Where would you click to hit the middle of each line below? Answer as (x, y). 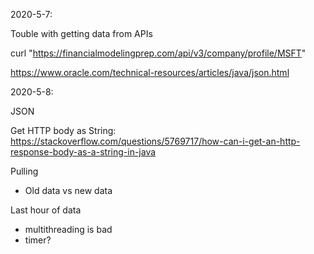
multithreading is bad (68, 229)
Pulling (24, 171)
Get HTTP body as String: (63, 130)
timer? (38, 240)
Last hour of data (46, 210)
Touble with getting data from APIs (81, 33)
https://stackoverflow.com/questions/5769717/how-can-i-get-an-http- (155, 141)
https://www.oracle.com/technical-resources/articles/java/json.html (150, 72)
